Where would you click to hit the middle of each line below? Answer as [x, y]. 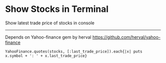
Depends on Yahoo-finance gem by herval [48, 37]
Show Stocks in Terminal [57, 9]
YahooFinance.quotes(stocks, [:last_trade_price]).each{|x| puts [74, 51]
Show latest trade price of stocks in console [50, 23]
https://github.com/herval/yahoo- [126, 37]
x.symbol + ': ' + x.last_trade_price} [46, 56]
